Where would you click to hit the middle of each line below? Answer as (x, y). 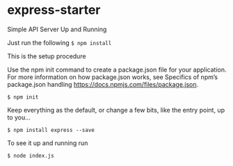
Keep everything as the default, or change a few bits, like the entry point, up (116, 110)
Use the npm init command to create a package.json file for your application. (117, 69)
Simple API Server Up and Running (57, 29)
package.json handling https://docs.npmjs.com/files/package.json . (103, 84)
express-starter (54, 10)
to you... (19, 117)
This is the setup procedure (47, 56)
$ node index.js (31, 156)
